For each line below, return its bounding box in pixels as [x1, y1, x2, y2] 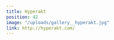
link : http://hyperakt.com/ [6, 25, 76, 31]
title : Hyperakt [6, 8, 46, 15]
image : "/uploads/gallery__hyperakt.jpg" [6, 19, 110, 25]
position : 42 [6, 14, 38, 20]
